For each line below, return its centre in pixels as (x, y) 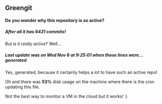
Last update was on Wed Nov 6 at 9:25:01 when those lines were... (74, 55)
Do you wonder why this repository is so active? (55, 20)
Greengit (19, 8)
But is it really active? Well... (33, 44)
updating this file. (22, 87)
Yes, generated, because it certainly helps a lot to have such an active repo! (81, 72)
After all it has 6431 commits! (36, 32)
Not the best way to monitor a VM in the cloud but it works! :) (66, 96)
